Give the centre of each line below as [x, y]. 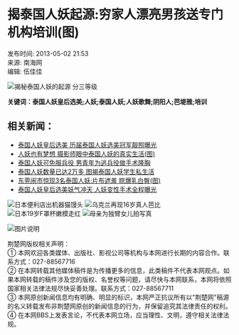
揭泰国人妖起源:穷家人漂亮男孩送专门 [116, 15]
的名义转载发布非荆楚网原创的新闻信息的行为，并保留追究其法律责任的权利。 [119, 306]
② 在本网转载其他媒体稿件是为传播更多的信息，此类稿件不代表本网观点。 [116, 270]
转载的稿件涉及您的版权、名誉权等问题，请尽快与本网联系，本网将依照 [129, 279]
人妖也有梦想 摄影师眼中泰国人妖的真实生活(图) [86, 153]
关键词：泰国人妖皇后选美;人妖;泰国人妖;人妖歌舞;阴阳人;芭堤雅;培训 [107, 101]
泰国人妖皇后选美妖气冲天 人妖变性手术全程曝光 [87, 189]
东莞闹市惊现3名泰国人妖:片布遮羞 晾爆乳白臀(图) [89, 180]
